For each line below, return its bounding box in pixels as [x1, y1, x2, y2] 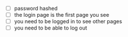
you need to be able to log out [14, 24, 87, 31]
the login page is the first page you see [14, 12, 110, 18]
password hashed [14, 5, 58, 12]
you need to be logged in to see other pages [14, 18, 122, 25]
